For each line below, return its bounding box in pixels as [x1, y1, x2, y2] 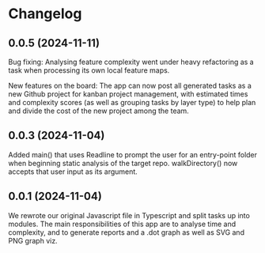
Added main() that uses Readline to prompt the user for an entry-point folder [8, 149, 258, 159]
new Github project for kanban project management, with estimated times [8, 89, 248, 99]
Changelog [8, 5, 82, 23]
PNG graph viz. [8, 236, 58, 245]
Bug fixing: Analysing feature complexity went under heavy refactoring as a [8, 57, 255, 66]
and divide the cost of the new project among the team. [8, 106, 190, 115]
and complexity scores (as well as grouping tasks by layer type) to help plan [8, 98, 256, 107]
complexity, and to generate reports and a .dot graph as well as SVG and [8, 227, 245, 237]
